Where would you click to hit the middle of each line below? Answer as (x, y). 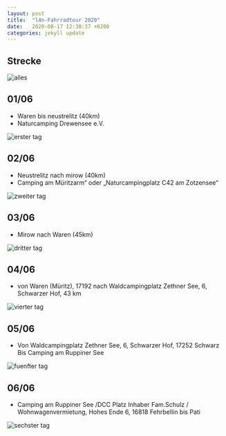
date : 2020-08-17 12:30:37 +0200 (58, 26)
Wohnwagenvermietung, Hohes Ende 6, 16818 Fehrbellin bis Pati (109, 412)
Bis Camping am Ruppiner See (60, 353)
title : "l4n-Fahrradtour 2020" (54, 20)
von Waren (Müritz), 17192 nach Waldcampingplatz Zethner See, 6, (112, 286)
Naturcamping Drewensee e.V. (61, 123)
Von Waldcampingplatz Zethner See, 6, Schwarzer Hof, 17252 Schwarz (118, 345)
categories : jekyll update (46, 33)
